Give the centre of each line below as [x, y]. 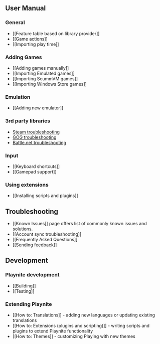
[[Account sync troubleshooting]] [47, 234]
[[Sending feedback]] [35, 245]
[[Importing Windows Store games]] [49, 84]
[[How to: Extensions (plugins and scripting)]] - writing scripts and [81, 325]
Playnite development [32, 275]
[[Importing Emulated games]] [44, 73]
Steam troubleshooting [36, 132]
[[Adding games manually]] [41, 68]
